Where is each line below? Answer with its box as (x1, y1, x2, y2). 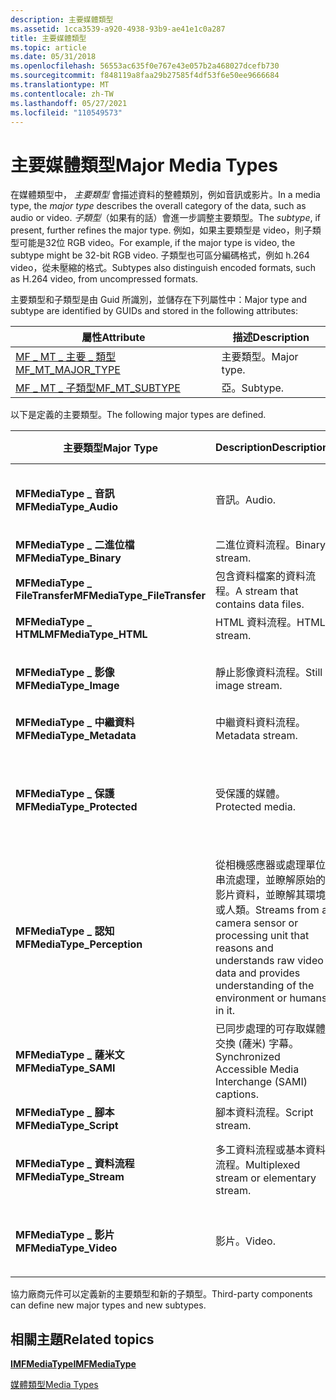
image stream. (215, 679, 283, 693)
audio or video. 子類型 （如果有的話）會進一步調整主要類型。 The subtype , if (10, 212, 321, 224)
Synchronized (215, 1050, 281, 1064)
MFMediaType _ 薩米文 (15, 1048, 125, 1062)
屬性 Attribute (81, 331, 146, 345)
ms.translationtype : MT (10, 80, 110, 90)
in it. (215, 1004, 236, 1018)
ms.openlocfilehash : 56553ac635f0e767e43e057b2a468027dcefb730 (10, 61, 280, 71)
